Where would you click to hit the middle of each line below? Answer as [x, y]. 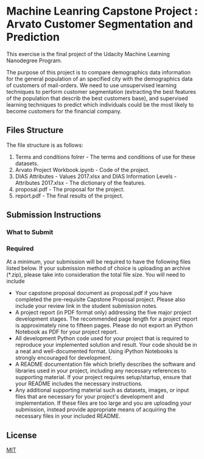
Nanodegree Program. [34, 60]
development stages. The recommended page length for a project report [106, 319]
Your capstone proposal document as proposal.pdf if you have [93, 293]
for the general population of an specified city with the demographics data [100, 79]
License [22, 435]
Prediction [33, 37]
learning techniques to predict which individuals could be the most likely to [100, 104]
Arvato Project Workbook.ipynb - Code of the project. [83, 169]
